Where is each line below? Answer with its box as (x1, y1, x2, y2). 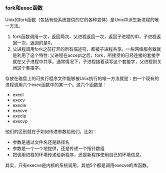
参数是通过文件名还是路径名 (12, 139, 70, 145)
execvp (12, 118, 28, 124)
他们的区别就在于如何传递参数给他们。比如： (5, 128, 97, 134)
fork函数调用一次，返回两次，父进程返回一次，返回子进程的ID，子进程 (12, 33, 156, 39)
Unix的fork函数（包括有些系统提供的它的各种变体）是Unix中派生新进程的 (5, 16, 155, 23)
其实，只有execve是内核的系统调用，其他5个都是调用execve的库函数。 (5, 162, 151, 168)
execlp (12, 113, 26, 119)
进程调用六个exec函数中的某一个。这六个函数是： (5, 81, 107, 88)
